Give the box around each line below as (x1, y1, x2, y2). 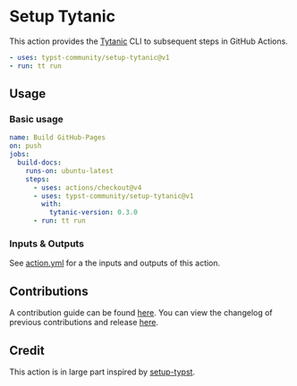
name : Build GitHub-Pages (9, 133, 106, 142)
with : (41, 199, 63, 209)
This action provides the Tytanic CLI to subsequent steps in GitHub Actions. (9, 36, 288, 46)
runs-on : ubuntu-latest (25, 166, 115, 175)
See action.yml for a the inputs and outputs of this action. (9, 257, 221, 269)
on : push (9, 141, 42, 151)
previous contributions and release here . (9, 317, 159, 328)
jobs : (9, 150, 30, 159)
